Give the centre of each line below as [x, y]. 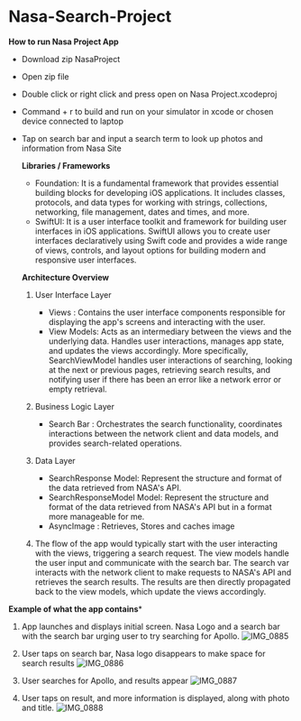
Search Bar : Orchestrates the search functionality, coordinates [165, 424]
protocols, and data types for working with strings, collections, [151, 202]
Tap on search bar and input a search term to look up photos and [142, 138]
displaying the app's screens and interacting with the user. [157, 321]
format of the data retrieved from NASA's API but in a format [160, 506]
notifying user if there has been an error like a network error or [164, 379]
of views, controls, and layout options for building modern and [150, 250]
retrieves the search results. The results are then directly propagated [163, 582]
